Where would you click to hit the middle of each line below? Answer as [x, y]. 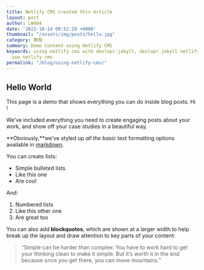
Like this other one [38, 211]
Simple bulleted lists [40, 168]
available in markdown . [35, 145]
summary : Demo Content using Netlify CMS [59, 46]
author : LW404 [24, 23]
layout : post [23, 18]
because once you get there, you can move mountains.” [91, 260]
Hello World [29, 87]
